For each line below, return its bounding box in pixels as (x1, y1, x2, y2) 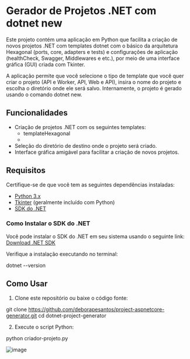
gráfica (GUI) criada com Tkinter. (6, 60, 86, 68)
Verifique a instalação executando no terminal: (6, 250, 118, 258)
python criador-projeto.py (6, 334, 68, 341)
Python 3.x (14, 192, 41, 199)
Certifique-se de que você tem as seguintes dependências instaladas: (6, 181, 175, 188)
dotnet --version (6, 262, 46, 269)
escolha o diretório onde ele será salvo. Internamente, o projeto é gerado (6, 84, 182, 92)
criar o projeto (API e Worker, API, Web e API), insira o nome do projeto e (6, 78, 181, 86)
